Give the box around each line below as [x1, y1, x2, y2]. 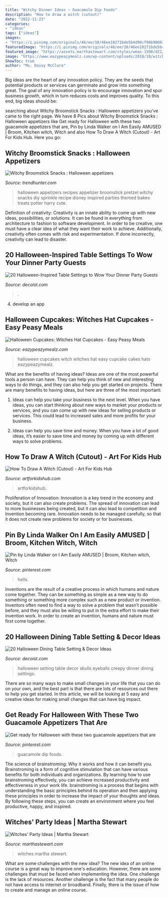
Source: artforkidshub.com [5, 476, 61, 482]
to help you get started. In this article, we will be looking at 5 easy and [5, 691, 149, 697]
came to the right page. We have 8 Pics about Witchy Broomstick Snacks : [5, 113, 158, 119]
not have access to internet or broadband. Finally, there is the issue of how [5, 881, 159, 887]
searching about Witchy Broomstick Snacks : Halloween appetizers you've [5, 108, 158, 114]
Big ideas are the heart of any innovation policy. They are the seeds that [5, 77, 153, 83]
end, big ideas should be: [5, 98, 57, 104]
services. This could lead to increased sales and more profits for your [12, 412, 156, 418]
